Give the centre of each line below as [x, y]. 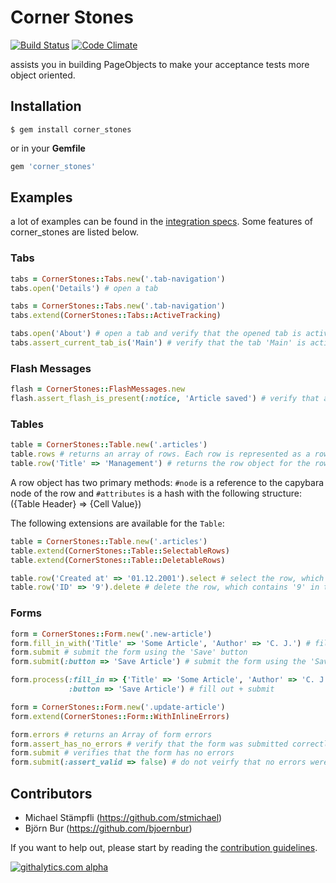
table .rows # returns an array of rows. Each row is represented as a [160, 454]
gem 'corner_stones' [53, 166]
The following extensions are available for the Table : [117, 523]
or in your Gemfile [48, 148]
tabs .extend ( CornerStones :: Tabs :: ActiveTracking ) [116, 316]
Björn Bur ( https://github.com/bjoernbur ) [108, 828]
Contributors [51, 793]
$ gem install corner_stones [71, 129]
